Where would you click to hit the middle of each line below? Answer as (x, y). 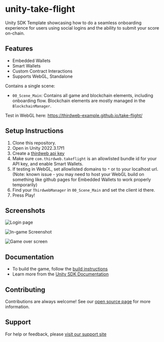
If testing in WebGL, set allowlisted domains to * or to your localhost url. (85, 169)
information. (18, 307)
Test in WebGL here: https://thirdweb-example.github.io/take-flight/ (74, 115)
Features (19, 49)
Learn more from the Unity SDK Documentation (60, 274)
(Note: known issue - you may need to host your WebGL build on (78, 174)
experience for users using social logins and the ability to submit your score (82, 28)
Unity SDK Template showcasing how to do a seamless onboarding (73, 23)
